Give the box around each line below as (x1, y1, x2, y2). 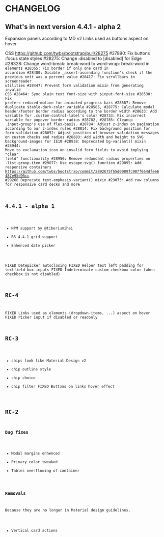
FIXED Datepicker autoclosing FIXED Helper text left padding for (5, 263, 144, 268)
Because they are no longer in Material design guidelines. (5, 508, 131, 512)
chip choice (11, 375, 36, 380)
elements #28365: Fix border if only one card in (5, 66, 109, 71)
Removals (5, 490, 26, 496)
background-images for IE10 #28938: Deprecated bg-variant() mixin (5, 139, 146, 144)
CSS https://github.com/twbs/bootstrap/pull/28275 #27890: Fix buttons (5, 50, 150, 56)
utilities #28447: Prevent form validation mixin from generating (5, 83, 144, 88)
